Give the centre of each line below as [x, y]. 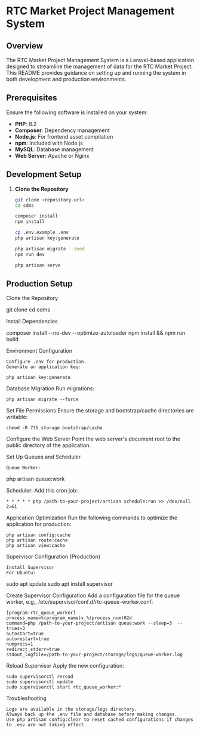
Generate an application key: [44, 367]
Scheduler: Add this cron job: [42, 491]
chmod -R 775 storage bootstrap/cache [54, 428]
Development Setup [44, 175]
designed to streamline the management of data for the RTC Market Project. [99, 66]
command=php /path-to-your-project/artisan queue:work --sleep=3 [89, 623]
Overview [25, 46]
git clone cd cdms [28, 310]
